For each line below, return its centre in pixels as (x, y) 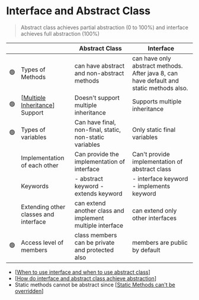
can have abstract (99, 65)
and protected (94, 250)
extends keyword (98, 193)
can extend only (155, 210)
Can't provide (151, 154)
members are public (160, 242)
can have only (152, 58)
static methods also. (160, 88)
